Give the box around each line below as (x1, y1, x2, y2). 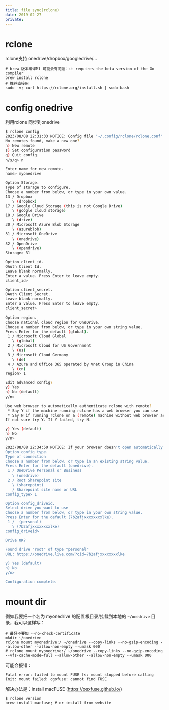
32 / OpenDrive (5, 241, 37, 246)
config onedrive (5, 102, 73, 113)
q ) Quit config (5, 152, 37, 157)
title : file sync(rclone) (5, 7, 59, 13)
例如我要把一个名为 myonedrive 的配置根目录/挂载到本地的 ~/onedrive (5, 613, 150, 619)
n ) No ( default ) (5, 389, 39, 395)
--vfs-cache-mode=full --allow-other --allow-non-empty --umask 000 (5, 653, 152, 658)
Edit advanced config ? (5, 380, 53, 385)
